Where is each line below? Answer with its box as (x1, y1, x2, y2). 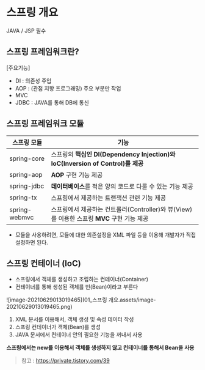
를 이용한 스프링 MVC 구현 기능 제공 (51, 214, 149, 223)
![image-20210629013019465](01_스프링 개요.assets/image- (6, 296, 156, 303)
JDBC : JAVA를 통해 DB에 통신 (15, 98, 90, 106)
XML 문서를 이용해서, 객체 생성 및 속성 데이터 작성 (15, 316, 134, 323)
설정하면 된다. (15, 239, 49, 246)
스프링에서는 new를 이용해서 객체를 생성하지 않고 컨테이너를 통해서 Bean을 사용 (6, 344, 195, 352)
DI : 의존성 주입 (15, 77, 52, 84)
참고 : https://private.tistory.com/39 (21, 357, 110, 364)
